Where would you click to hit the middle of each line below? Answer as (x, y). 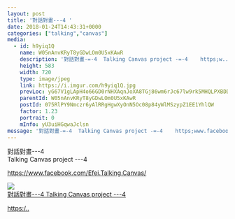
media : (17, 40)
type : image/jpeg (45, 79)
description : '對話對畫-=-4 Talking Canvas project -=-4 (104, 59)
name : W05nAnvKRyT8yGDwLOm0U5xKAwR (72, 53)
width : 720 (36, 72)
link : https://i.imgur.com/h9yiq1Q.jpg (78, 85)
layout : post (26, 14)
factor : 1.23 (39, 111)
